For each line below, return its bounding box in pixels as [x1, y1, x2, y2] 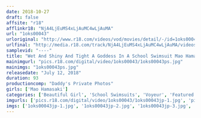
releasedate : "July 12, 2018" [6, 70, 82, 76]
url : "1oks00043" [6, 31, 50, 37]
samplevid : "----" [6, 48, 52, 54]
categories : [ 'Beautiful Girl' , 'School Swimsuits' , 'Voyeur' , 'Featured [6, 92, 194, 98]
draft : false [6, 14, 39, 20]
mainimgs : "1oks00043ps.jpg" [6, 64, 79, 70]
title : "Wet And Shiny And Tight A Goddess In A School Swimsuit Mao [6, 53, 184, 59]
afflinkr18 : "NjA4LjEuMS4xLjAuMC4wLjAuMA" [6, 25, 114, 32]
